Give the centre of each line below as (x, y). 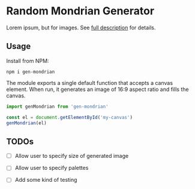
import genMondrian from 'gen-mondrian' (58, 106)
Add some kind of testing (46, 180)
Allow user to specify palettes (52, 168)
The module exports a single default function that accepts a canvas (89, 83)
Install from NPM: (28, 60)
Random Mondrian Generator (80, 11)
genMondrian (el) (26, 123)
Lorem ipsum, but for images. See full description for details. (81, 28)
